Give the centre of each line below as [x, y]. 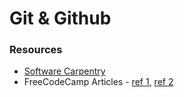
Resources [36, 50]
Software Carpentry [64, 71]
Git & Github [60, 18]
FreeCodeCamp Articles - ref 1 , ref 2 [98, 82]
